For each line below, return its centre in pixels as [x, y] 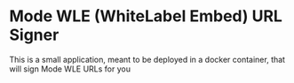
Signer [34, 35]
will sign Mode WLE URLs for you [70, 69]
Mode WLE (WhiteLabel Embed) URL [146, 16]
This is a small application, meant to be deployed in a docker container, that [147, 59]
